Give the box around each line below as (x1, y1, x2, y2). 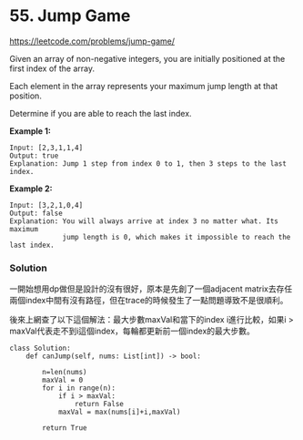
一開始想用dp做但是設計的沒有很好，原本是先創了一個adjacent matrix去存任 (9, 283, 293, 294)
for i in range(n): (42, 384, 116, 393)
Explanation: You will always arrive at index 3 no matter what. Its (9, 216, 279, 226)
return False (74, 400, 125, 409)
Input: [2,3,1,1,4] (9, 143, 84, 152)
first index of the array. (9, 63, 96, 74)
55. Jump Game (9, 5, 131, 26)
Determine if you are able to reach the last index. (9, 107, 193, 118)
